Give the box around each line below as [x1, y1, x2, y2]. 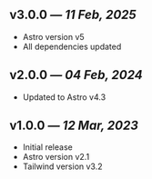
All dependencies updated [22, 41, 122, 52]
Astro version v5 [22, 31, 85, 42]
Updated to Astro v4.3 [22, 91, 106, 103]
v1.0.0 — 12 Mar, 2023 [9, 118, 138, 134]
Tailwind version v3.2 [22, 161, 103, 172]
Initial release [22, 142, 73, 153]
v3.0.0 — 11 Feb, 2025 [9, 7, 137, 23]
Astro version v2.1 [22, 152, 90, 163]
